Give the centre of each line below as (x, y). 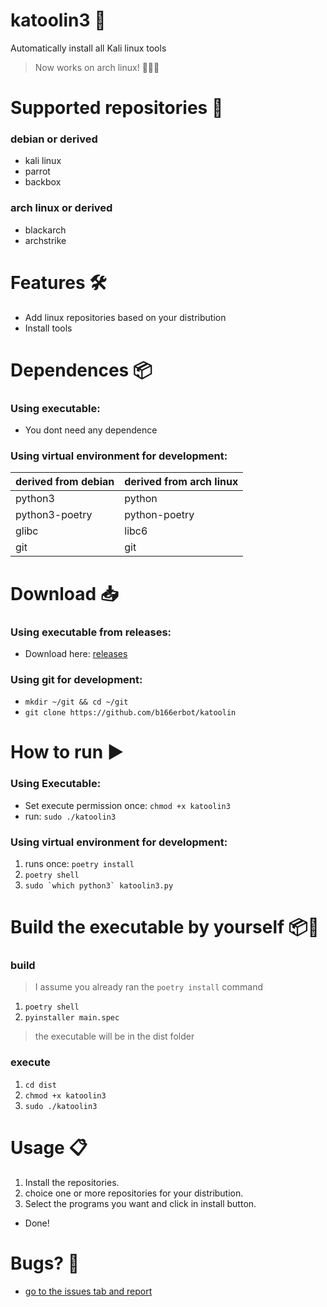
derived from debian (65, 482)
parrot (37, 171)
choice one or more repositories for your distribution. (134, 1193)
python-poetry (159, 515)
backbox (43, 182)
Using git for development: (76, 679)
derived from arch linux (181, 482)
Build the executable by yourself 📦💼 (165, 927)
